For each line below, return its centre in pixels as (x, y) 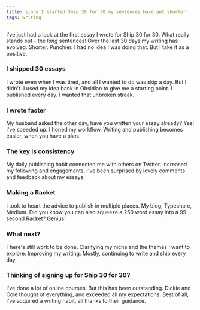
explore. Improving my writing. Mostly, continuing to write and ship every (96, 253)
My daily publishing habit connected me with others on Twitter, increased (97, 165)
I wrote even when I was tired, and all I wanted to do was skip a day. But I (96, 82)
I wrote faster (26, 110)
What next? (23, 234)
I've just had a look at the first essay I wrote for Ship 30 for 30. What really (98, 34)
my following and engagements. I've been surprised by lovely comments (96, 171)
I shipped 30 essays (36, 69)
